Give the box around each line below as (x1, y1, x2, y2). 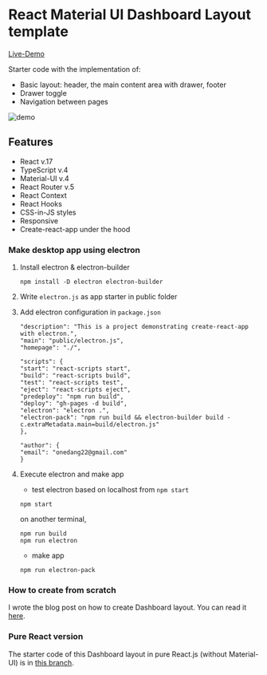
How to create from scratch (8, 584, 117, 595)
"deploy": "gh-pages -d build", (19, 400, 128, 408)
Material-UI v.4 (19, 173, 69, 183)
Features (8, 136, 53, 149)
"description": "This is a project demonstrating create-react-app (19, 323, 249, 331)
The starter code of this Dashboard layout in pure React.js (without (8, 649, 227, 659)
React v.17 (19, 156, 53, 166)
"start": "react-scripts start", (19, 365, 132, 373)
